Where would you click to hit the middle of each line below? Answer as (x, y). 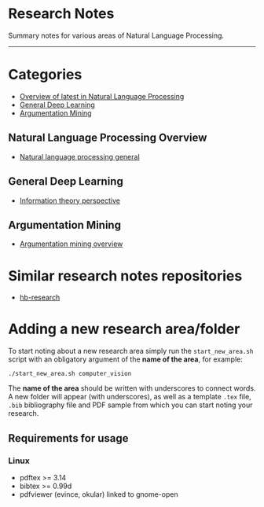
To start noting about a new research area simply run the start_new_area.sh (131, 351)
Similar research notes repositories (125, 276)
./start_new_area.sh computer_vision (70, 374)
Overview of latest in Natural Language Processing (102, 96)
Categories (45, 75)
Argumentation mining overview (71, 244)
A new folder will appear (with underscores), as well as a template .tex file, (130, 397)
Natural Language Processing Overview (108, 138)
